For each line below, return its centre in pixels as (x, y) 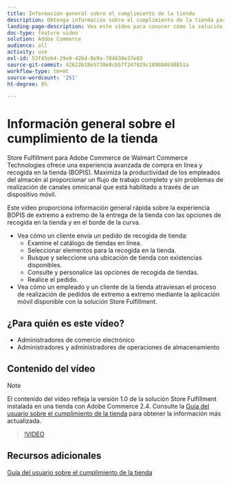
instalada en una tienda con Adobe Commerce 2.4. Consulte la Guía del (108, 406)
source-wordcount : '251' (43, 78)
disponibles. (45, 265)
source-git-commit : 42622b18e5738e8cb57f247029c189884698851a (98, 65)
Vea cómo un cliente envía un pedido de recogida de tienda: (102, 236)
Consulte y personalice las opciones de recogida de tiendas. (113, 272)
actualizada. (24, 420)
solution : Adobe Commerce (44, 39)
